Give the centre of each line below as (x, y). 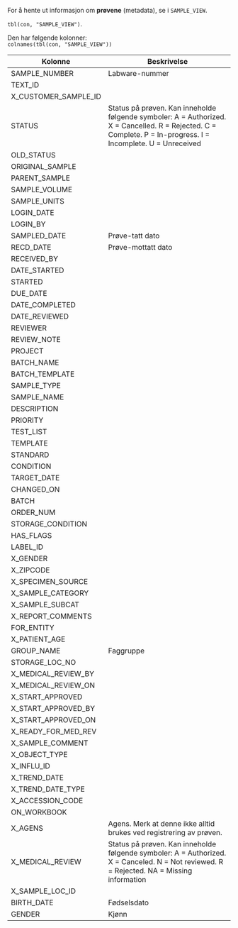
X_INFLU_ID (31, 766)
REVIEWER (29, 328)
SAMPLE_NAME (38, 397)
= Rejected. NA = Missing (150, 871)
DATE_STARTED (38, 270)
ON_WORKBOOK (39, 812)
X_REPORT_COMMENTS (51, 616)
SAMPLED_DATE (39, 236)
